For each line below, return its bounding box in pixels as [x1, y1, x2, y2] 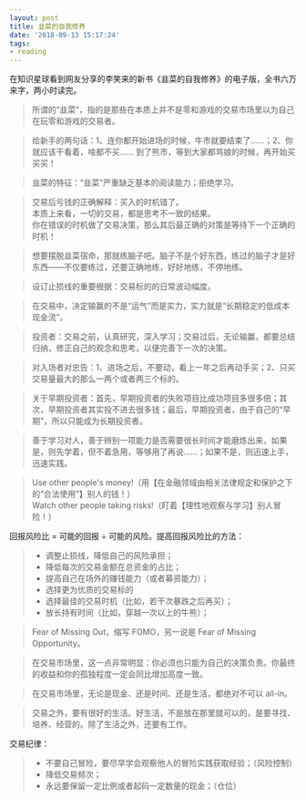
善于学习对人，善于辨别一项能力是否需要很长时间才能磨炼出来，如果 [31, 435, 288, 446]
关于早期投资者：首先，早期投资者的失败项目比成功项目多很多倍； [31, 393, 280, 404]
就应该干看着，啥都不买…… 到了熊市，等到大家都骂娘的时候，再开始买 [31, 147, 296, 158]
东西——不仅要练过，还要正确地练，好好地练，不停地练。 [31, 262, 248, 273]
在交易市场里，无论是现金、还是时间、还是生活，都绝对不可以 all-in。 [31, 688, 293, 699]
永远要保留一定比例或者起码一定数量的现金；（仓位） [45, 781, 241, 792]
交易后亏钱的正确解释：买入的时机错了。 [31, 197, 184, 208]
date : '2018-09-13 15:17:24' [9, 30, 120, 39]
